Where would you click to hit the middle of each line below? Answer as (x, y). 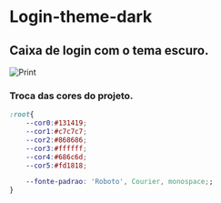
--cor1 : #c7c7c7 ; (57, 132)
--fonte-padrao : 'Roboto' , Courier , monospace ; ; (120, 182)
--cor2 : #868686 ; (57, 140)
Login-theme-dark (81, 17)
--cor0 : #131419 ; (57, 123)
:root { (22, 115)
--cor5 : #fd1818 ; (57, 166)
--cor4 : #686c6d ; (57, 157)
